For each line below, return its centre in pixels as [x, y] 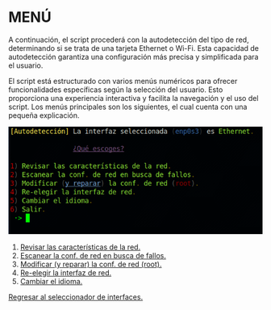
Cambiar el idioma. [51, 281]
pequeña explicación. [44, 115]
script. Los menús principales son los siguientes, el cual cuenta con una [128, 107]
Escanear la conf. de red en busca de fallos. [93, 255]
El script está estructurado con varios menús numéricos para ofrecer [123, 81]
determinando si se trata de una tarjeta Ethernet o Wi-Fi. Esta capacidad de [134, 48]
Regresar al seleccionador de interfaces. [76, 297]
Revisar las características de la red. [80, 247]
